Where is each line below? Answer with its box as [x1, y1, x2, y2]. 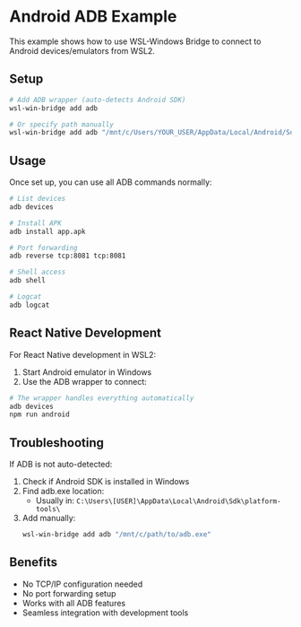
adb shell [9, 276, 47, 285]
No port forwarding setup [21, 588, 116, 598]
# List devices [9, 195, 66, 204]
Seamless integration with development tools [21, 607, 189, 618]
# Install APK [9, 218, 63, 228]
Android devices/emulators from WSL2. [9, 45, 155, 56]
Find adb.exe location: [21, 486, 105, 497]
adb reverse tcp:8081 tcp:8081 [9, 251, 126, 261]
